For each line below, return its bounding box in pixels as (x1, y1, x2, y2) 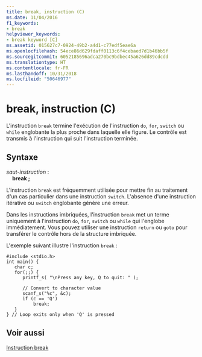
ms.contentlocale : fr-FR (6, 65, 69, 71)
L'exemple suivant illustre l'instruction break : (6, 242, 118, 249)
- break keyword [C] (6, 37, 58, 43)
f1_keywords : (6, 20, 39, 26)
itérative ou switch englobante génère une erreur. (6, 199, 130, 206)
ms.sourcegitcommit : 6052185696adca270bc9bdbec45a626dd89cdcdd (6, 54, 169, 60)
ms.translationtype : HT (6, 59, 66, 65)
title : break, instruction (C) (6, 8, 85, 15)
